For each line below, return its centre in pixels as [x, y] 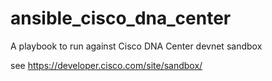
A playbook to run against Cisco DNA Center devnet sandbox [136, 46]
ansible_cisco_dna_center [121, 18]
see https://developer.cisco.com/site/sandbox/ [106, 65]
